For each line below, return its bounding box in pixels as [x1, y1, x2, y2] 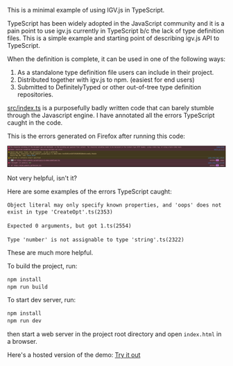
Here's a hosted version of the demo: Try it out [7, 351, 141, 359]
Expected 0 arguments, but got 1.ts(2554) [7, 222, 132, 229]
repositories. [17, 90, 53, 98]
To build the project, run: [7, 261, 78, 270]
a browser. [7, 338, 37, 346]
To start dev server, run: [7, 296, 76, 304]
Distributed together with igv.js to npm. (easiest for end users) [17, 76, 196, 84]
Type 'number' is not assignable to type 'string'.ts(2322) [7, 236, 185, 243]
